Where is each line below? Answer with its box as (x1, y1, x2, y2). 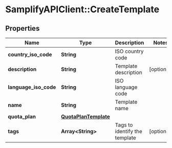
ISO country (115, 48, 144, 55)
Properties (5, 24, 40, 33)
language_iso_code (8, 83, 56, 91)
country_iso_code (8, 51, 52, 58)
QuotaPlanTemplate (61, 113, 110, 120)
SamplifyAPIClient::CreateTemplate (5, 4, 160, 15)
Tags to (115, 121, 133, 129)
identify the (115, 128, 142, 135)
